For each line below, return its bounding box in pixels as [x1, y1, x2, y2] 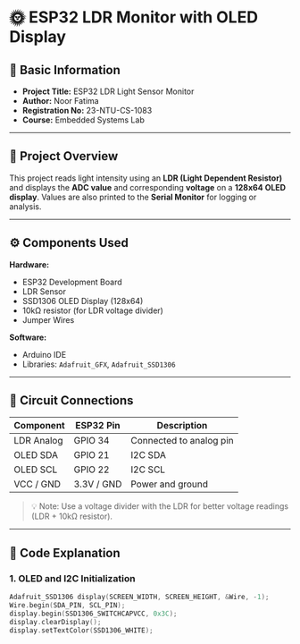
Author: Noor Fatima [21, 96, 100, 106]
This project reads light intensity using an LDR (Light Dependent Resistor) [9, 173, 283, 183]
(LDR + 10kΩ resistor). [30, 511, 113, 521]
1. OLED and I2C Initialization [9, 572, 136, 584]
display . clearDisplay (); [9, 617, 102, 626]
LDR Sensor [21, 285, 67, 297]
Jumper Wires [21, 314, 75, 325]
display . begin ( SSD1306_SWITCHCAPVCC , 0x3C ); [9, 609, 178, 618]
